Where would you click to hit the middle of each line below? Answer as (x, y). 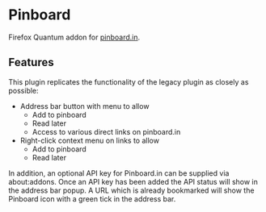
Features (31, 62)
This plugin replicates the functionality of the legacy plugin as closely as (129, 81)
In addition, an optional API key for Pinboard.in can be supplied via (119, 173)
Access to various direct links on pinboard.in (106, 131)
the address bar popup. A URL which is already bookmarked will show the (131, 190)
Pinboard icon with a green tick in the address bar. (92, 198)
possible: (23, 90)
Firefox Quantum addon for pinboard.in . (74, 37)
